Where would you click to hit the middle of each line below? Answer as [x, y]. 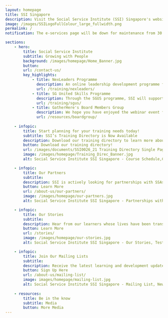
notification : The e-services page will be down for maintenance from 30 [84, 33]
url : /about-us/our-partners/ [54, 191]
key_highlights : [40, 75]
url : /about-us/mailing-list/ [54, 275]
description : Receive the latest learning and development [86, 266]
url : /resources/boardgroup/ [67, 117]
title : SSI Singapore [28, 15]
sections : [15, 42]
